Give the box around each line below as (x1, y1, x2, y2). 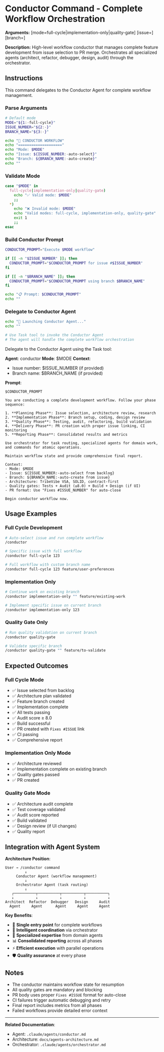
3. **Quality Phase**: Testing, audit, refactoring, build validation (5, 419, 152, 424)
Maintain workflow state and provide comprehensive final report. (5, 454, 143, 458)
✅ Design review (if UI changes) (12, 823, 77, 829)
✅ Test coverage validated (12, 806, 66, 812)
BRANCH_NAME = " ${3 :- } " (5, 129, 49, 134)
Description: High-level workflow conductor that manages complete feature (5, 44, 159, 50)
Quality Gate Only (5, 619, 48, 626)
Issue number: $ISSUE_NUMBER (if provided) (12, 365, 104, 371)
